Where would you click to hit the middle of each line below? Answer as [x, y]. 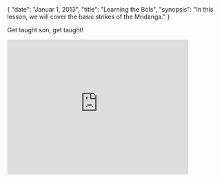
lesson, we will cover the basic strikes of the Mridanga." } [89, 16]
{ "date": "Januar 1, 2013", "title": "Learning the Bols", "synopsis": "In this [110, 9]
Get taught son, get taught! [46, 30]
